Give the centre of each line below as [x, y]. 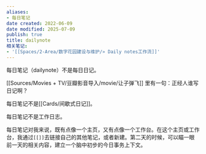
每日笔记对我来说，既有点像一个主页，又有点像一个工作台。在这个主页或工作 [103, 130]
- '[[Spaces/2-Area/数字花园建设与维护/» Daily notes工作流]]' [83, 52]
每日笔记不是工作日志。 [36, 116]
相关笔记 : [17, 46]
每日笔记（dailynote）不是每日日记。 [53, 70]
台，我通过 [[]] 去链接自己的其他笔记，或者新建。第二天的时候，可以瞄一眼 [101, 137]
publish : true [25, 35]
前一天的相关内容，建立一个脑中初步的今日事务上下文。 [76, 145]
